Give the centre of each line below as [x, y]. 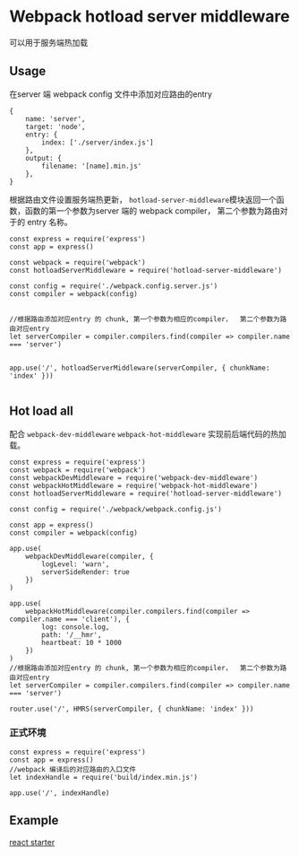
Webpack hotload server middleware [149, 17]
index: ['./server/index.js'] [98, 142]
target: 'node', [56, 127]
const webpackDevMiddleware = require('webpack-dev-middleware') [133, 477]
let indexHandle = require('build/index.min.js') [104, 777]
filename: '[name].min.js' [92, 166]
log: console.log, [76, 627]
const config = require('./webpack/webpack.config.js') [115, 509]
